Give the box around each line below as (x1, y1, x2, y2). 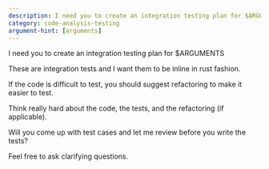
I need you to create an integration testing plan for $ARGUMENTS (8, 49, 225, 58)
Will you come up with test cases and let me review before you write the (8, 127, 247, 137)
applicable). (8, 112, 47, 122)
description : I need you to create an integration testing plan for (8, 11, 242, 20)
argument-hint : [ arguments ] (8, 26, 102, 34)
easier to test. (8, 88, 54, 98)
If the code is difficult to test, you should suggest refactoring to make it (8, 79, 243, 89)
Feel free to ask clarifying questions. (8, 151, 129, 161)
